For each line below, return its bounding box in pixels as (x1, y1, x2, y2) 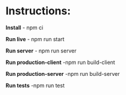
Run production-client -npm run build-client (5, 59, 115, 66)
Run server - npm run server (5, 47, 77, 54)
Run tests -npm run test (5, 82, 65, 89)
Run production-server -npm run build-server (5, 70, 120, 77)
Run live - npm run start (5, 35, 65, 42)
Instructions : (5, 4, 71, 18)
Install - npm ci (5, 24, 44, 31)
